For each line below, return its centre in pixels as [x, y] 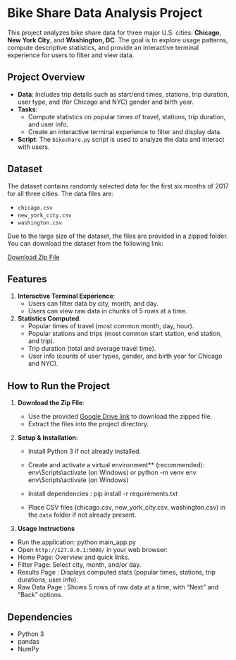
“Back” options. [40, 595]
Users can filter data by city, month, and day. [93, 304]
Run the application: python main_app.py [76, 542]
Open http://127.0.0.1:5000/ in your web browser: [92, 550]
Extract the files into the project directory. [88, 424]
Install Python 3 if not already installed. [85, 451]
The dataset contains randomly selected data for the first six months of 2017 [118, 186]
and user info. [48, 124]
